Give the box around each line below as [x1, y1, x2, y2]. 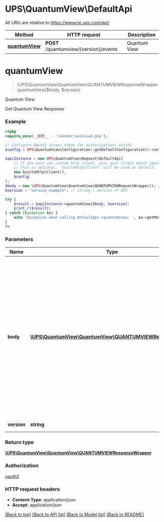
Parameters [5, 235, 33, 242]
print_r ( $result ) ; [14, 206, 51, 211]
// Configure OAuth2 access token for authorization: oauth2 [5, 142, 132, 148]
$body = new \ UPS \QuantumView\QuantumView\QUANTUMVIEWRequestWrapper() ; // [5, 183, 163, 188]
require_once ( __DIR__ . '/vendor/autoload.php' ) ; [5, 134, 108, 139]
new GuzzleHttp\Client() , [14, 170, 67, 175]
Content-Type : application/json [12, 496, 76, 502]
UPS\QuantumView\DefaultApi [5, 3, 133, 15]
